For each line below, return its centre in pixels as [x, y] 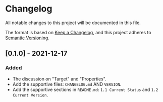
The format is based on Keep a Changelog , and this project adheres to [78, 32]
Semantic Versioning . [27, 38]
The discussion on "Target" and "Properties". [60, 79]
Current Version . [30, 95]
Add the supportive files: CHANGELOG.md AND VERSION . [67, 84]
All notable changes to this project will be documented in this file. [73, 23]
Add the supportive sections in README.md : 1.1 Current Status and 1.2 [85, 89]
